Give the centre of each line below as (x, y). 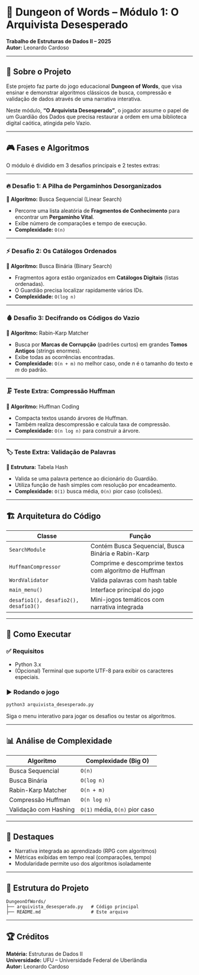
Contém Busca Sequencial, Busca (138, 546)
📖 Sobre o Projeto (39, 72)
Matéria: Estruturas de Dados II (44, 954)
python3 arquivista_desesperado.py (50, 704)
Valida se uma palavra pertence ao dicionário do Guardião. (86, 479)
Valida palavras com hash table (134, 580)
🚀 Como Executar (39, 635)
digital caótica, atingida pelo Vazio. (49, 123)
